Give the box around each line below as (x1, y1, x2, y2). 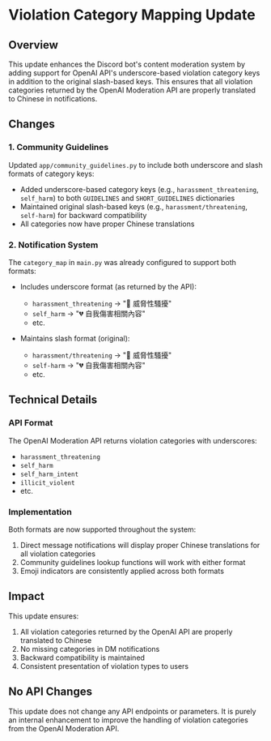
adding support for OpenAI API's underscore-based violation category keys (8, 68, 260, 78)
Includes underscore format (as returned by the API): (19, 281, 197, 291)
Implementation (8, 506, 73, 517)
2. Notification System (8, 239, 99, 251)
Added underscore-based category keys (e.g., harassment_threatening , (19, 184, 259, 194)
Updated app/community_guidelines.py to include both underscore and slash (8, 160, 263, 169)
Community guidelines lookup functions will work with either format (19, 557, 246, 567)
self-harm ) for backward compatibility (19, 210, 147, 220)
